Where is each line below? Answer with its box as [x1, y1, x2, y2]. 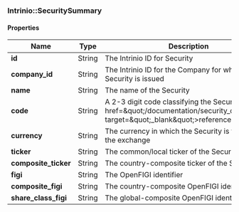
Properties [7, 23, 40, 32]
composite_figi [11, 181, 63, 191]
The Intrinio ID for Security [105, 53, 193, 63]
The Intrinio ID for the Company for [105, 65, 222, 75]
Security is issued [105, 74, 165, 84]
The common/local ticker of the [105, 147, 210, 157]
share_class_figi [11, 193, 68, 203]
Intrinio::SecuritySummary [7, 6, 102, 16]
